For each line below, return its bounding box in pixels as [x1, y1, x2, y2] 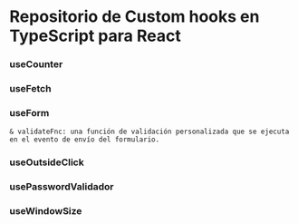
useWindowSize [9, 205, 82, 218]
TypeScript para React [9, 25, 181, 46]
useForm [9, 106, 50, 119]
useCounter [9, 58, 63, 71]
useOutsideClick [9, 156, 84, 169]
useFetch [9, 83, 52, 95]
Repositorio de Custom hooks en [9, 6, 260, 27]
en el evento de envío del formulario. [9, 135, 160, 144]
